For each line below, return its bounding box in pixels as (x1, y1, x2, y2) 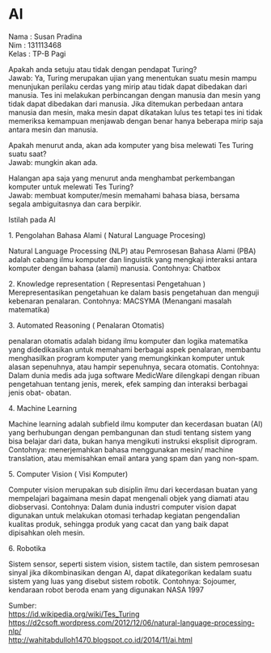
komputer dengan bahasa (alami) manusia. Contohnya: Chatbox (8, 263, 221, 273)
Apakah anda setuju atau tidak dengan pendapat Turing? (8, 64, 197, 74)
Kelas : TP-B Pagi (8, 49, 66, 58)
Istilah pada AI (8, 214, 56, 224)
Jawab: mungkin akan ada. (8, 157, 99, 167)
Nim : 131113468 (8, 40, 62, 49)
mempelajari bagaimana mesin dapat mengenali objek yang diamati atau (8, 493, 249, 502)
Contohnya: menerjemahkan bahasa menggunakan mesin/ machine (8, 444, 234, 454)
